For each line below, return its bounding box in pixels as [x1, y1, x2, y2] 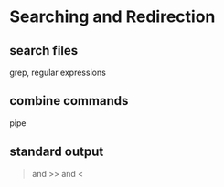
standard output [9, 144, 104, 160]
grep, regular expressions [9, 67, 107, 78]
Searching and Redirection [9, 6, 216, 27]
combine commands [9, 93, 129, 109]
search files [9, 43, 79, 58]
